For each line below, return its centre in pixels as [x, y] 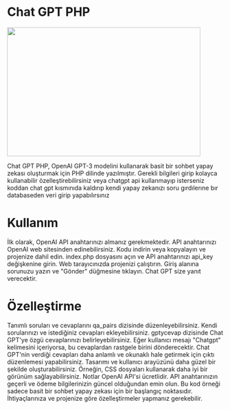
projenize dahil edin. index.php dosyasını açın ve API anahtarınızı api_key [110, 256]
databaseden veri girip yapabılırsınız [58, 195]
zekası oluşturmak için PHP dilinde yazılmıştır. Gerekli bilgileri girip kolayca [112, 173]
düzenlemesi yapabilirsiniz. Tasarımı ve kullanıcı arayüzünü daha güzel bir [112, 362]
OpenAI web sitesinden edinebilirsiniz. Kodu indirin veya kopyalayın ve [106, 249]
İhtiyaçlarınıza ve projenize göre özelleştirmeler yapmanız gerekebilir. [105, 398]
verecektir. [22, 278]
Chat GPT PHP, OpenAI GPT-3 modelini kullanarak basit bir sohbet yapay [110, 166]
